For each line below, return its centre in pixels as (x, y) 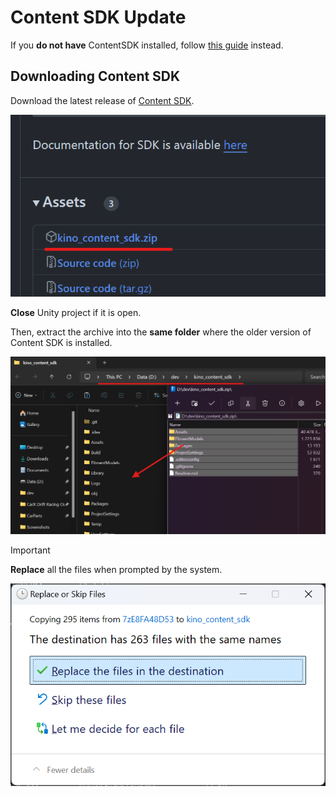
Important (30, 550)
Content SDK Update (98, 17)
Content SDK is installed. (61, 342)
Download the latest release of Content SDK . (102, 100)
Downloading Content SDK (95, 76)
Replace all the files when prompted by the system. (116, 569)
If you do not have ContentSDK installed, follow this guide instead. (147, 45)
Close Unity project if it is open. (76, 312)
